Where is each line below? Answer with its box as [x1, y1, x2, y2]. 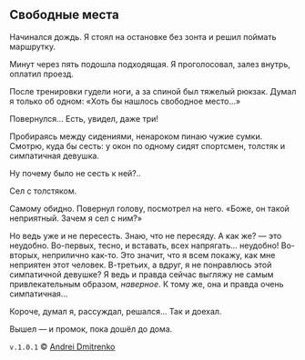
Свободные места [9, 7, 120, 23]
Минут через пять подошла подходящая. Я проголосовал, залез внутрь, [9, 58, 291, 69]
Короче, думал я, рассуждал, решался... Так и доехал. [9, 305, 222, 316]
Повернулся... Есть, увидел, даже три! [9, 113, 159, 124]
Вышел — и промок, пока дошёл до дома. [9, 323, 173, 335]
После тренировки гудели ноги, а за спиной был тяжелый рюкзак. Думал [9, 85, 297, 96]
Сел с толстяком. [9, 185, 77, 196]
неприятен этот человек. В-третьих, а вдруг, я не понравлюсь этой [9, 259, 272, 270]
